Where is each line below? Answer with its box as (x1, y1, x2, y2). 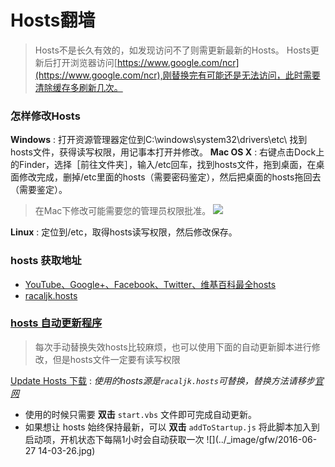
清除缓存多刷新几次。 (34, 81, 123, 93)
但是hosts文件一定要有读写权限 (52, 353, 181, 365)
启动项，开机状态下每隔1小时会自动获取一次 (24, 433, 205, 445)
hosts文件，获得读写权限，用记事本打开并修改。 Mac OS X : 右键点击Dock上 (10, 146, 325, 158)
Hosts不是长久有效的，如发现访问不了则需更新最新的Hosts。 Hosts (34, 44, 311, 56)
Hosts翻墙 (10, 9, 96, 32)
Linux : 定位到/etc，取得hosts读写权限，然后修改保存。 (10, 226, 238, 238)
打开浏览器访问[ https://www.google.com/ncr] (52, 56, 240, 68)
